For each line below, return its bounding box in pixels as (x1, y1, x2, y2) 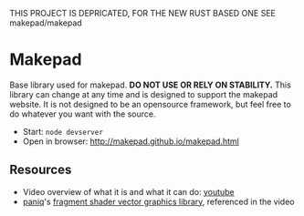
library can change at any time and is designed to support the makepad (9, 88, 278, 99)
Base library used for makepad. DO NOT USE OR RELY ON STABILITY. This (9, 79, 292, 90)
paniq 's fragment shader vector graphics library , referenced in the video (22, 196, 295, 207)
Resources (9, 162, 72, 178)
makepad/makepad (9, 17, 82, 28)
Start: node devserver (22, 126, 103, 137)
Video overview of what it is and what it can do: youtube (22, 186, 235, 197)
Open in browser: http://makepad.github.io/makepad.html (22, 136, 239, 147)
